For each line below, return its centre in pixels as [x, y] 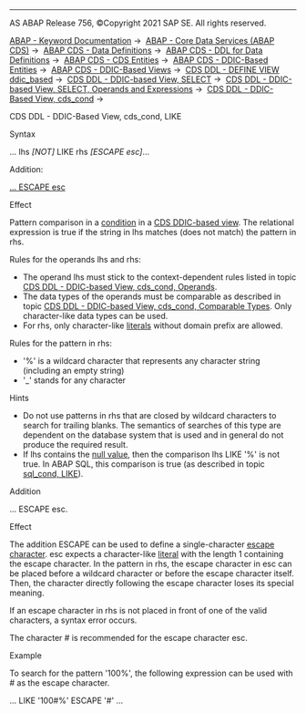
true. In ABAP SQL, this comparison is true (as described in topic [144, 464]
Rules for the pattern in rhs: [61, 343]
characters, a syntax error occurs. [73, 620]
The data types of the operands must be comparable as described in [152, 296]
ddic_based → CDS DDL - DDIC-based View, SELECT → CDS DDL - [138, 79]
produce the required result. [75, 444]
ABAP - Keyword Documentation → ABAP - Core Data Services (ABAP [142, 41]
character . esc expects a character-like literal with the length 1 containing [147, 554]
